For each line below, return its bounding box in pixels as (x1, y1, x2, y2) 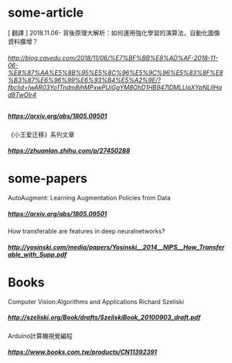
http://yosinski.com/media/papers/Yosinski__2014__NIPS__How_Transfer (8, 242, 225, 251)
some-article (8, 5, 84, 21)
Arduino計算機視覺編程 (8, 331, 73, 340)
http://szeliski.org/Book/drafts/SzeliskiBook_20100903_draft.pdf (8, 313, 201, 321)
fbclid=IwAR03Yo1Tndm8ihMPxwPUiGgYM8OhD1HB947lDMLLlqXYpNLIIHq (8, 83, 222, 91)
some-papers (8, 171, 88, 186)
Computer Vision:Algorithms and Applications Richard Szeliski (8, 297, 184, 306)
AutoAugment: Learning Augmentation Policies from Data (8, 194, 171, 202)
